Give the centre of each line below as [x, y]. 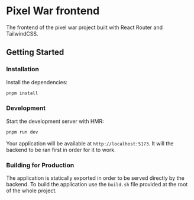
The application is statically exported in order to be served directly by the [95, 178]
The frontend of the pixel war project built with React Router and [85, 27]
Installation [23, 69]
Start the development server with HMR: [55, 121]
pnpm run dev [22, 132]
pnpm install [22, 93]
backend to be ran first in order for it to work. [61, 150]
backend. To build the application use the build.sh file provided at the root [97, 184]
